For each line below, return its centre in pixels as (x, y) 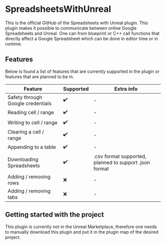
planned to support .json (122, 162)
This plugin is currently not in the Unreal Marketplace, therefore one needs (81, 227)
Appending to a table (32, 147)
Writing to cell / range (33, 123)
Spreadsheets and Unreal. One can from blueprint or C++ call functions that (82, 33)
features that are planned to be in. (40, 76)
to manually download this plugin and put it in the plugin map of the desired (82, 232)
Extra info (126, 89)
